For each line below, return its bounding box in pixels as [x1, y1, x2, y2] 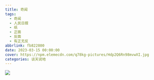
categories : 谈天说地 [5, 57, 46, 62]
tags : [5, 12, 16, 16]
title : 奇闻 [5, 7, 28, 12]
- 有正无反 [9, 39, 29, 44]
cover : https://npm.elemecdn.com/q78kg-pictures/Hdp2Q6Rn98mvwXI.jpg [5, 52, 150, 57]
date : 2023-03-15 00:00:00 [5, 48, 60, 52]
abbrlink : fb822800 [5, 43, 45, 48]
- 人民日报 [9, 20, 29, 26]
